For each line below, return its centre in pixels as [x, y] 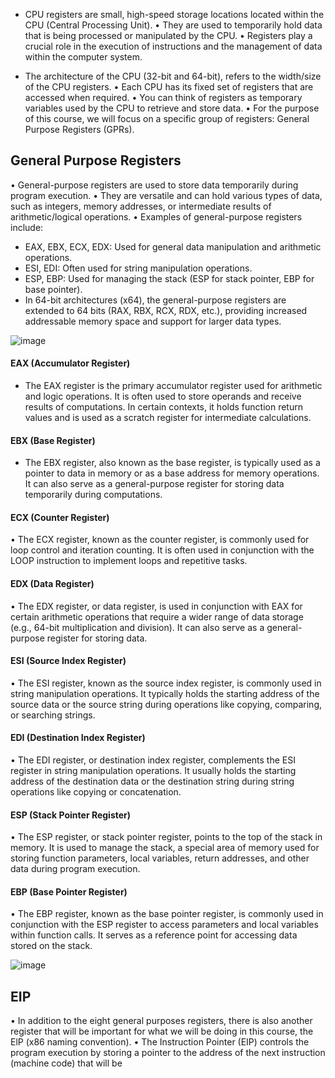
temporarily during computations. [93, 495]
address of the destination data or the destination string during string [152, 781]
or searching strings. [53, 715]
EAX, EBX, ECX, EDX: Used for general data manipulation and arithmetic [173, 246]
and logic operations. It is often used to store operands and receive [163, 396]
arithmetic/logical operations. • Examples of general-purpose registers [156, 216]
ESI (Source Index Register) [68, 661]
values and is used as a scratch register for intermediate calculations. [168, 418]
